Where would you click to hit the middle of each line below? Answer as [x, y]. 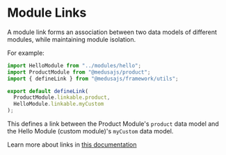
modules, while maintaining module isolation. [72, 39]
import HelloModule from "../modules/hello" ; [74, 65]
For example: [26, 53]
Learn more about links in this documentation [72, 145]
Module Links [47, 13]
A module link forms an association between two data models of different [112, 32]
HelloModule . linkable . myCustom [59, 104]
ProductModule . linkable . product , [62, 98]
